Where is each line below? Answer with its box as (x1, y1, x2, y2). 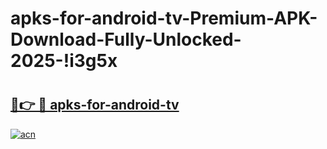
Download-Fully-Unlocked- (10, 28, 242, 51)
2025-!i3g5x (10, 50, 118, 72)
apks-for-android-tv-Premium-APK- (10, 7, 318, 30)
